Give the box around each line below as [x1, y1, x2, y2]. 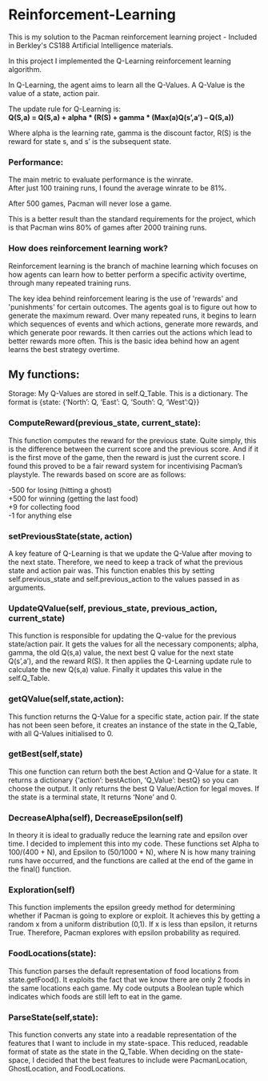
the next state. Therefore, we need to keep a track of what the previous [8, 557, 243, 567]
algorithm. [8, 64, 42, 74]
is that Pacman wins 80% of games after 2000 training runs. [8, 222, 207, 233]
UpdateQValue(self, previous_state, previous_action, [8, 603, 218, 614]
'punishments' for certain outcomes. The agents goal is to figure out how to [8, 302, 258, 311]
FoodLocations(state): [8, 948, 97, 959]
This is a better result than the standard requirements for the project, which [8, 214, 256, 224]
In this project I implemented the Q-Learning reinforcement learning [8, 56, 232, 66]
